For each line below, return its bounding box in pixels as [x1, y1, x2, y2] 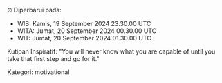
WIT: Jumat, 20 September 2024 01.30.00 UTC [17, 34, 152, 42]
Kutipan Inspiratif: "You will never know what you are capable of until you [7, 47, 216, 56]
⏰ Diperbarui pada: [7, 6, 62, 14]
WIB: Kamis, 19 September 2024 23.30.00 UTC [17, 20, 151, 27]
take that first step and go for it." [7, 55, 100, 62]
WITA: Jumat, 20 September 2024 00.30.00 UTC [17, 27, 157, 35]
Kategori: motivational [7, 68, 70, 76]
